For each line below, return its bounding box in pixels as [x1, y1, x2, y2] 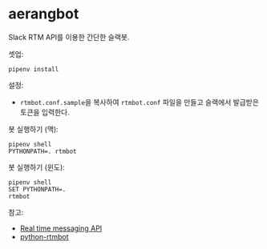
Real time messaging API [19, 223, 103, 233]
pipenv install [8, 65, 59, 73]
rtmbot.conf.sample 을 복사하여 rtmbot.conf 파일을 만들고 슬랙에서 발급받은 [19, 97, 259, 106]
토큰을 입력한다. [19, 107, 70, 117]
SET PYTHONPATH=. [8, 185, 67, 193]
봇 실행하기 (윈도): [8, 162, 66, 172]
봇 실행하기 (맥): [8, 124, 59, 134]
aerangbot [8, 5, 79, 23]
